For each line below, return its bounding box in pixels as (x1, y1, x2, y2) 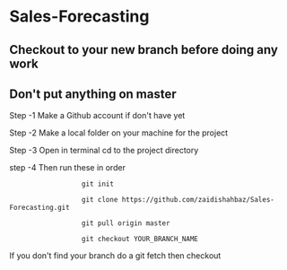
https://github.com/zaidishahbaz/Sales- (121, 196, 275, 205)
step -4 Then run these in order (9, 162, 126, 173)
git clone (81, 196, 118, 205)
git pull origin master (81, 219, 170, 228)
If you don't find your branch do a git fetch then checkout (9, 250, 222, 261)
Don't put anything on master (9, 86, 177, 101)
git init (81, 179, 115, 189)
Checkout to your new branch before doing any (9, 42, 278, 57)
